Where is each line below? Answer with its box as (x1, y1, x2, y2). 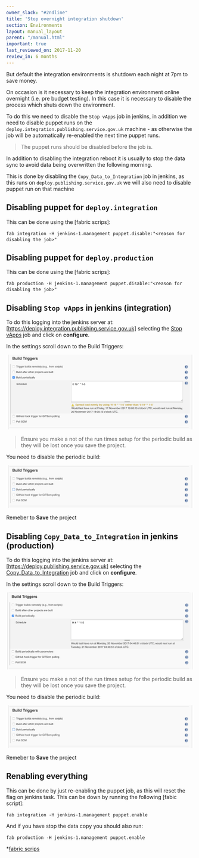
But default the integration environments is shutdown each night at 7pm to (6, 70, 188, 77)
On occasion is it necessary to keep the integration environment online (6, 88, 180, 95)
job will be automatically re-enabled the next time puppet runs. (6, 132, 160, 139)
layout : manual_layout (6, 29, 63, 35)
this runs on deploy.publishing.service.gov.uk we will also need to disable (6, 179, 191, 186)
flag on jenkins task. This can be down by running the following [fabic (6, 793, 177, 800)
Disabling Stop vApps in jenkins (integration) (6, 302, 172, 313)
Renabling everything (6, 771, 88, 781)
